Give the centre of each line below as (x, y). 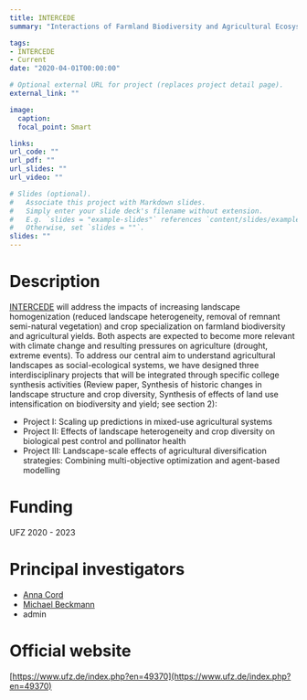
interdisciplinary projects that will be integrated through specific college (145, 375)
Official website (70, 651)
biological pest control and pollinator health (104, 440)
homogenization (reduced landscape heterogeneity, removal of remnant (145, 316)
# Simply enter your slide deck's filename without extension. (136, 211)
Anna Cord (43, 594)
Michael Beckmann (59, 604)
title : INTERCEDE (42, 18)
